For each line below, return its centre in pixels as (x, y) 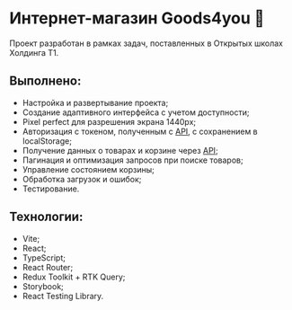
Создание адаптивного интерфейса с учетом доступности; (136, 112)
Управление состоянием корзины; (88, 169)
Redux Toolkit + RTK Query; (74, 277)
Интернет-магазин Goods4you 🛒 (137, 18)
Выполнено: (45, 81)
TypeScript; (44, 257)
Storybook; (43, 286)
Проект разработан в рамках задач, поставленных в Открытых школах (146, 43)
